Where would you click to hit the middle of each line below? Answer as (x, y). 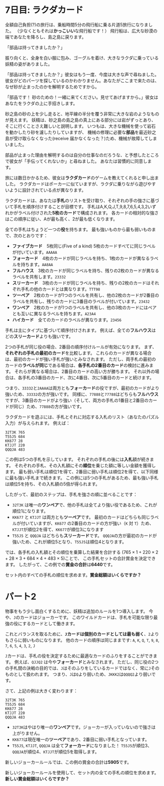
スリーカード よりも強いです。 (44, 336)
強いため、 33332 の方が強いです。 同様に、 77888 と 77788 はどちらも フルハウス (82, 394)
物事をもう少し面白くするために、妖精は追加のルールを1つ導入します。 (76, 611)
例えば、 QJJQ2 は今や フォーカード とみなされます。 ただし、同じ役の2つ (87, 662)
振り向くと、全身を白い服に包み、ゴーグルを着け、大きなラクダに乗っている (82, 58)
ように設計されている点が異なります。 (47, 190)
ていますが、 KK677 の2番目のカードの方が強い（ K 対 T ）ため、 (92, 523)
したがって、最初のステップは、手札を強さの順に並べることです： (71, 494)
